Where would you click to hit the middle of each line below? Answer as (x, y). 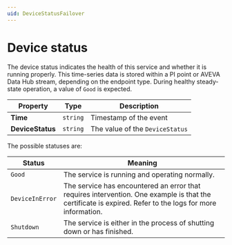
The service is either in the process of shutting (139, 223)
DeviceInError (34, 198)
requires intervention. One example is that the (137, 194)
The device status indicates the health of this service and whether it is (107, 67)
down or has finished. (98, 231)
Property (33, 106)
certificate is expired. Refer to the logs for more (140, 203)
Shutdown (25, 227)
